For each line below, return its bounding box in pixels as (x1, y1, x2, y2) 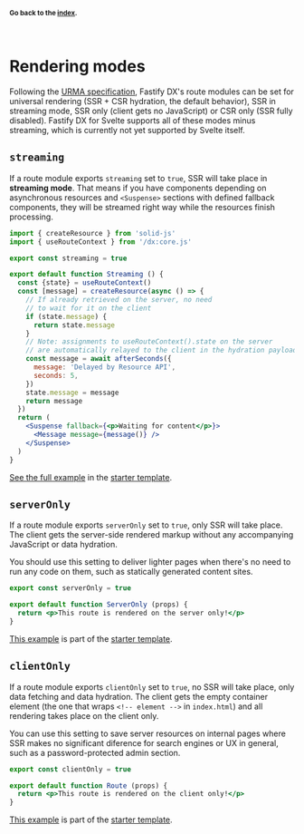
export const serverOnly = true (9, 584, 131, 593)
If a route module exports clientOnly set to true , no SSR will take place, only (9, 681, 295, 693)
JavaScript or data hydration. (9, 539, 118, 550)
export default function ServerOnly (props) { (9, 600, 188, 609)
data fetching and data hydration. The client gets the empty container (9, 691, 269, 702)
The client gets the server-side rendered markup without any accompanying (9, 529, 294, 540)
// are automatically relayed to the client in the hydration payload (25, 345, 298, 355)
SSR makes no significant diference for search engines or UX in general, (9, 737, 279, 748)
